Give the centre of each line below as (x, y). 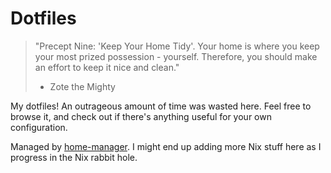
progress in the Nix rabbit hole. (74, 157)
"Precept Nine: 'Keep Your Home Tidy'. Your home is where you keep (177, 46)
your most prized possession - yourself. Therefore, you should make (176, 56)
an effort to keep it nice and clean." (107, 67)
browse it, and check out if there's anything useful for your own (141, 116)
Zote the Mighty (82, 86)
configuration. (39, 127)
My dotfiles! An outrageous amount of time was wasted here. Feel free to (161, 106)
